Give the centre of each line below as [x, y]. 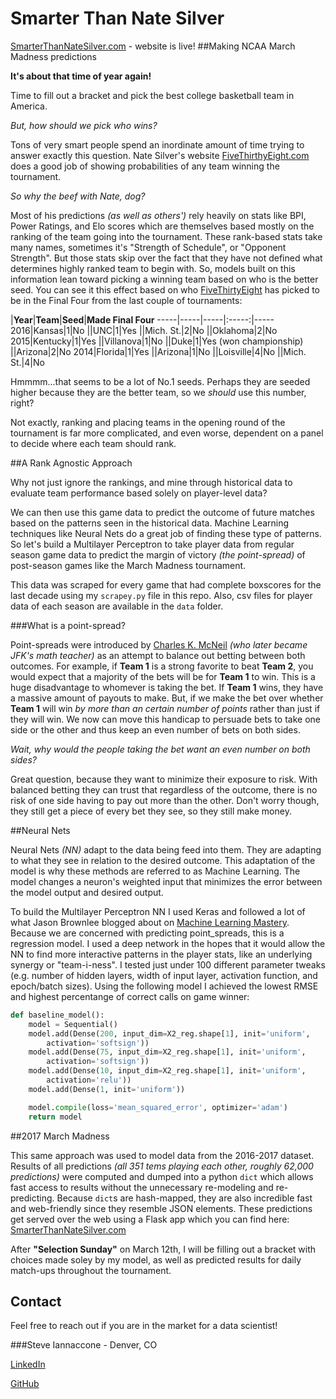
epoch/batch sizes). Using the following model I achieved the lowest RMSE [164, 986]
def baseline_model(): [57, 1015]
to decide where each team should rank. [93, 443]
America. [29, 106]
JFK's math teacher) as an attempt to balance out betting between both [158, 655]
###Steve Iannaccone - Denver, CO [84, 1345]
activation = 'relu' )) [89, 1080]
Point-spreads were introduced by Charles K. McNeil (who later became [159, 644]
